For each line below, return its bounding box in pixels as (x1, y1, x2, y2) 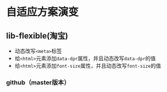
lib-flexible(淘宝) (6, 31, 68, 41)
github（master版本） (6, 78, 70, 86)
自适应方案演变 (6, 5, 79, 19)
